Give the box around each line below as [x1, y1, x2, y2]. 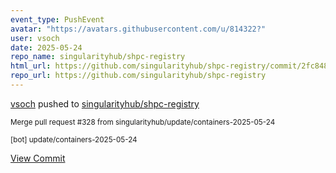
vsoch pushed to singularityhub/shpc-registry [10, 97, 200, 110]
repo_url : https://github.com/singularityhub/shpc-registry [10, 71, 267, 81]
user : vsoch [10, 33, 60, 43]
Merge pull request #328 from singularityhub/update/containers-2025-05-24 [10, 117, 276, 127]
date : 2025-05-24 [10, 42, 83, 53]
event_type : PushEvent [10, 14, 105, 25]
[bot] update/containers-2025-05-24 [10, 134, 138, 145]
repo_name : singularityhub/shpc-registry [10, 52, 186, 62]
